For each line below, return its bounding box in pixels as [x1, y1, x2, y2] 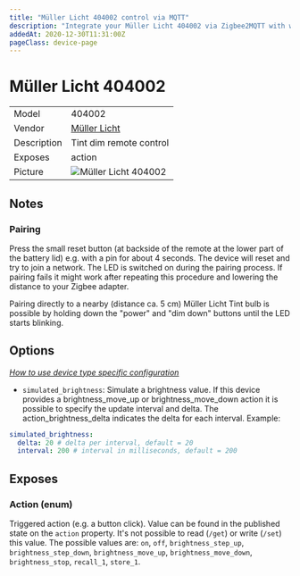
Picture [13, 166, 45, 179]
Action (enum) [9, 497, 73, 510]
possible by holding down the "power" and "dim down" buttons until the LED [9, 307, 290, 318]
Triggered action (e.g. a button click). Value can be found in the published [9, 519, 280, 529]
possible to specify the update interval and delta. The [21, 403, 219, 413]
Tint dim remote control [71, 137, 170, 149]
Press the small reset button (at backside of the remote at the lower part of [9, 243, 284, 254]
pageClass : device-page [9, 38, 98, 47]
